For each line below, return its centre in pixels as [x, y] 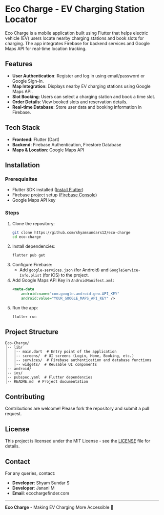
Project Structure [32, 332]
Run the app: [25, 307]
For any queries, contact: [30, 473]
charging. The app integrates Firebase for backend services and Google [78, 43]
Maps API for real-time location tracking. [46, 48]
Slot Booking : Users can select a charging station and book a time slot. [83, 96]
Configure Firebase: [32, 265]
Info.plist [31, 276]
